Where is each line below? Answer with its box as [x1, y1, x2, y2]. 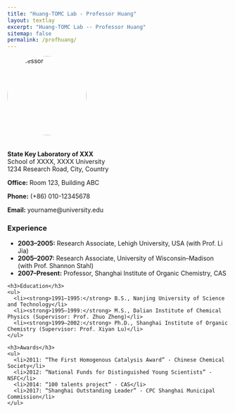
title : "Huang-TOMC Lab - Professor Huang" [7, 10, 137, 18]
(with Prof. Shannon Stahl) [17, 262, 94, 270]
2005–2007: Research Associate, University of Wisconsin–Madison [17, 254, 215, 262]
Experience [7, 223, 47, 233]
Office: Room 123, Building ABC [7, 179, 100, 187]
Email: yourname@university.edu [7, 205, 104, 215]
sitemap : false [7, 30, 52, 37]
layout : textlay [7, 17, 55, 24]
